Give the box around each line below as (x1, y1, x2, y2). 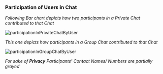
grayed (5, 63, 20, 70)
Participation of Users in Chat (5, 4, 77, 11)
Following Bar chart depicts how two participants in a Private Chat (5, 15, 140, 21)
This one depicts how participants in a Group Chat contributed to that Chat (5, 39, 158, 45)
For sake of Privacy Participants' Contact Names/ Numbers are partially (5, 58, 153, 64)
